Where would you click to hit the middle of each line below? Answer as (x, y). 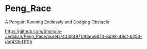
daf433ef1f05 (19, 41)
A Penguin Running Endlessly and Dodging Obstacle (57, 22)
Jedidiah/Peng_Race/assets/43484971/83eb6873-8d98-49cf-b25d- (73, 36)
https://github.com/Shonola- (33, 31)
